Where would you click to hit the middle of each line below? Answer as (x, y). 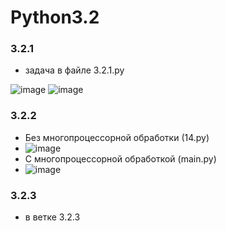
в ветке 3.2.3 (52, 217)
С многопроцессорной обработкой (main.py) (120, 158)
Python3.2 (55, 17)
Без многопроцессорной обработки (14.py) (117, 137)
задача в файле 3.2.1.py (74, 70)
